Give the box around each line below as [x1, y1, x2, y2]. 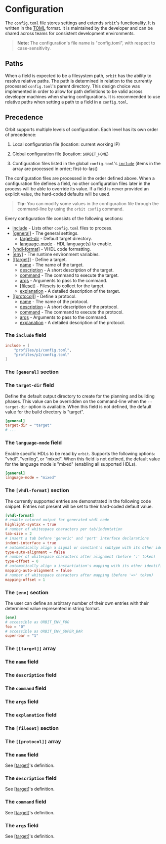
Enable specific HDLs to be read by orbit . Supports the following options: [5, 450, 156, 456]
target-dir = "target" [5, 423, 52, 428]
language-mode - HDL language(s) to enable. [19, 241, 113, 247]
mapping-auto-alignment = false [5, 568, 72, 573]
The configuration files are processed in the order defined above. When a [5, 175, 155, 181]
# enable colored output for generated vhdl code [5, 518, 110, 523]
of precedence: [5, 132, 37, 137]
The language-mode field [5, 439, 62, 446]
